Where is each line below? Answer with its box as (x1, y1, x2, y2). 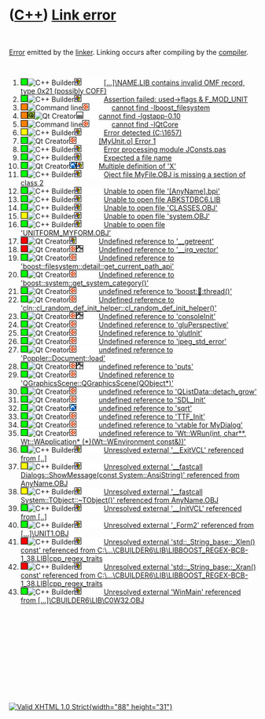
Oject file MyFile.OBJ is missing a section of (103, 170, 246, 179)
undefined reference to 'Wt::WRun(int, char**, (98, 428, 247, 438)
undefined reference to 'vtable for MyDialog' (98, 420, 243, 429)
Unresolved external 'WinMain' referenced (103, 587, 241, 596)
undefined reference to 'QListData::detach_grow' (98, 387, 257, 396)
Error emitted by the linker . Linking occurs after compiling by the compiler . (9, 47, 249, 57)
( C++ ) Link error (9, 6, 116, 24)
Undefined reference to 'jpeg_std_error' (98, 336, 227, 346)
